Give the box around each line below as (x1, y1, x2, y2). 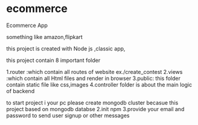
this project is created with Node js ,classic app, (6, 44, 126, 52)
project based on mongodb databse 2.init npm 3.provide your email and (6, 105, 185, 112)
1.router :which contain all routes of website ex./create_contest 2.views (6, 68, 183, 75)
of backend (6, 87, 35, 94)
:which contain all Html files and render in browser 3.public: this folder (6, 75, 181, 82)
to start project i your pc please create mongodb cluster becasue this (6, 99, 179, 106)
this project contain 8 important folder (6, 56, 101, 64)
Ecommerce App (6, 22, 48, 29)
